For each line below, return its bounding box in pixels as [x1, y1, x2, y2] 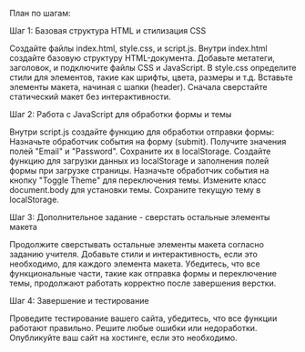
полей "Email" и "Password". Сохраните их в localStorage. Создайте [9, 146, 271, 156]
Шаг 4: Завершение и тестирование [9, 296, 149, 306]
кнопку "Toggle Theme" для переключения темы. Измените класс [9, 175, 267, 186]
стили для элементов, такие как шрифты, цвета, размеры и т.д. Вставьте [9, 72, 293, 83]
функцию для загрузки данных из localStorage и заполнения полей [9, 156, 269, 166]
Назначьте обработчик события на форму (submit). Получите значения [9, 136, 287, 146]
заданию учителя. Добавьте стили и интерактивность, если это [9, 249, 258, 259]
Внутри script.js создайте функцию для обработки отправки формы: [9, 126, 275, 137]
